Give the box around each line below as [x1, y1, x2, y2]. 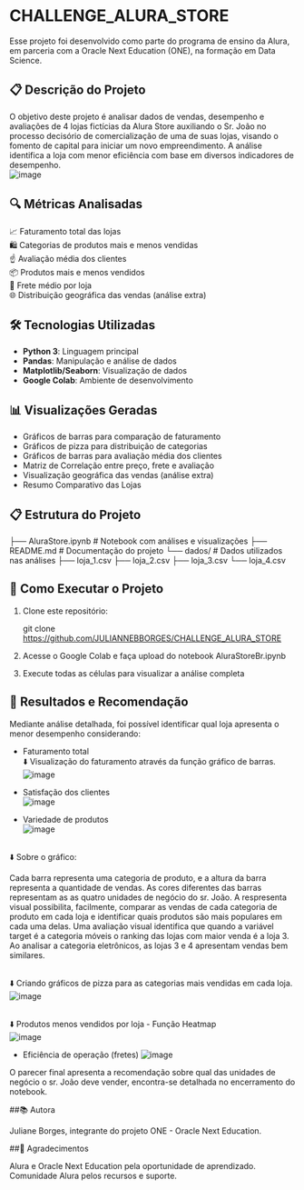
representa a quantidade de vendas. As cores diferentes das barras [9, 882, 262, 893]
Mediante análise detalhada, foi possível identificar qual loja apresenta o [9, 718, 279, 729]
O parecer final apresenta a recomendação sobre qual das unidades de [9, 1066, 277, 1077]
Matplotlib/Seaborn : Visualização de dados [22, 365, 188, 376]
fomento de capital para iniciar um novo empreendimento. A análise [9, 140, 263, 151]
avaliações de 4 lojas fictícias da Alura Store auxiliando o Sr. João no [9, 120, 267, 132]
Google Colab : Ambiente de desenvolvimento [22, 375, 193, 386]
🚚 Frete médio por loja [9, 279, 93, 291]
